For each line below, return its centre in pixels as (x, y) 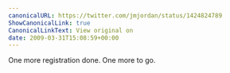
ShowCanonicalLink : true (49, 23)
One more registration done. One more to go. (82, 60)
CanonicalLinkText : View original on (71, 30)
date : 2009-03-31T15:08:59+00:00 (64, 38)
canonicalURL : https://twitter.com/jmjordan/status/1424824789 (115, 15)
